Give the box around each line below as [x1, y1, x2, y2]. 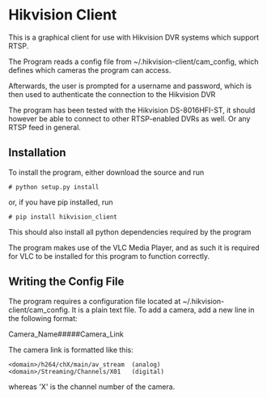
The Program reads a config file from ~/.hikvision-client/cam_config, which [8, 57, 259, 66]
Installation [8, 146, 66, 159]
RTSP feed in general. [8, 122, 81, 132]
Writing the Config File [8, 275, 125, 289]
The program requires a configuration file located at [8, 296, 181, 306]
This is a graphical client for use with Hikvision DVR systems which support [8, 32, 260, 42]
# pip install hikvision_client [8, 213, 117, 221]
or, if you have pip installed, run [8, 197, 113, 207]
